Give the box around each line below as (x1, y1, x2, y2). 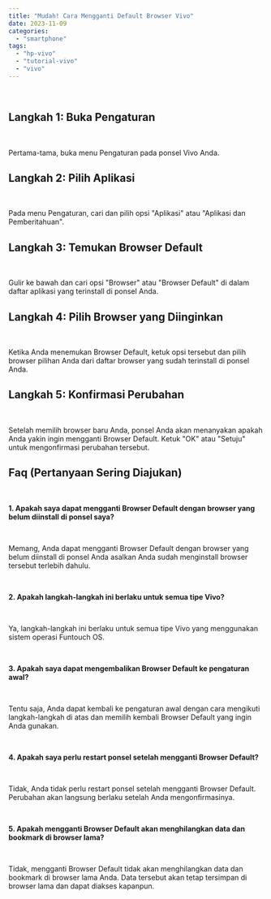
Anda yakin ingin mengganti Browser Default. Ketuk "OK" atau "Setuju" (8, 433, 246, 443)
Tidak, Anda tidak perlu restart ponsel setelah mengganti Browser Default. (8, 784, 256, 794)
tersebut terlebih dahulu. (8, 561, 91, 570)
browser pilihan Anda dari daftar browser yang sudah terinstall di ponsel (8, 356, 250, 365)
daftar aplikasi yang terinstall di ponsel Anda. (8, 286, 159, 296)
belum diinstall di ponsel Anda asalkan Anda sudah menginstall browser (8, 552, 248, 561)
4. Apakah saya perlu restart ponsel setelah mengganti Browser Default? (8, 752, 260, 762)
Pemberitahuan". (8, 217, 65, 227)
